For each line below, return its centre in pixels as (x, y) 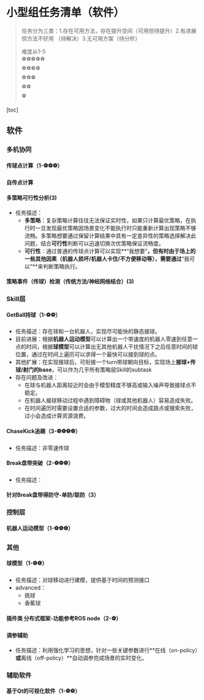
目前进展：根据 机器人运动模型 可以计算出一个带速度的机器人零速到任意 (104, 339)
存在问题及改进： (37, 378)
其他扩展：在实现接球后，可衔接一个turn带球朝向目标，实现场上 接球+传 (105, 362)
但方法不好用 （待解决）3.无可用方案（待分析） (81, 38)
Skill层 (16, 299)
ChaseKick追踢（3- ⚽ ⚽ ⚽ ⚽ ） (43, 431)
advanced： (30, 588)
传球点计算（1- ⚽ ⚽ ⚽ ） (35, 165)
